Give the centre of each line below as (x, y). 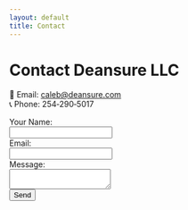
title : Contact (37, 26)
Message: (28, 164)
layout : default (39, 17)
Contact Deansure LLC (94, 70)
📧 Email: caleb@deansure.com (65, 95)
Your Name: (31, 122)
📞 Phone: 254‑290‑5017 (52, 105)
